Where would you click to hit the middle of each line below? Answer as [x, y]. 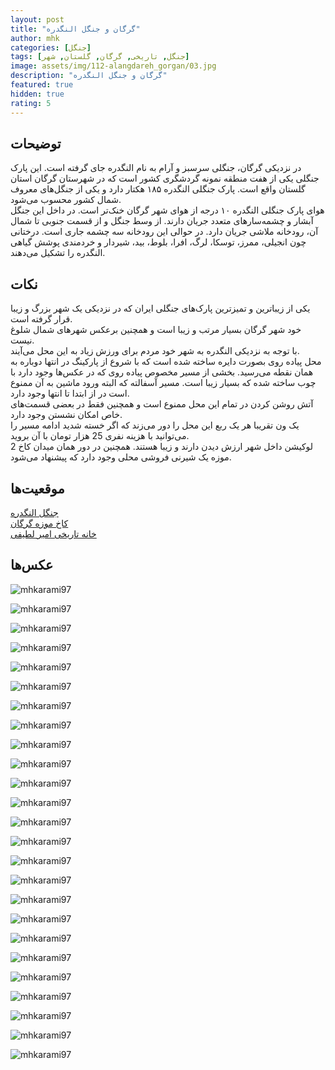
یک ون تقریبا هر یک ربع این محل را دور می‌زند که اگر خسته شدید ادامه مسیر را [155, 425]
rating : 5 [31, 103]
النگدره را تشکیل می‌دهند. [58, 253]
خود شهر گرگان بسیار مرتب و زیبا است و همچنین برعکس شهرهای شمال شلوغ [156, 330]
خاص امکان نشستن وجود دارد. [66, 415]
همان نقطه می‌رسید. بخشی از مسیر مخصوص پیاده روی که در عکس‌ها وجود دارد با [162, 372]
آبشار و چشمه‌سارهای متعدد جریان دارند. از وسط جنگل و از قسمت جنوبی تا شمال [162, 221]
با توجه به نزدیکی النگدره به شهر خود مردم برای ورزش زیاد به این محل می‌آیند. [155, 351]
